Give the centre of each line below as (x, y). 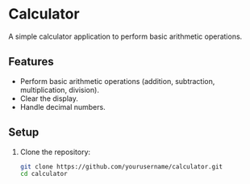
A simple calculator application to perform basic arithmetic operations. (125, 36)
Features (31, 62)
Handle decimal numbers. (63, 107)
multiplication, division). (59, 90)
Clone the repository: (55, 152)
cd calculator (44, 174)
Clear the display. (49, 98)
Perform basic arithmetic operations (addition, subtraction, (117, 81)
